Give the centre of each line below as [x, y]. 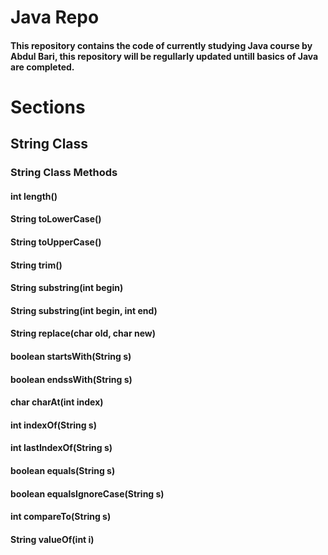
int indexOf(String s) [53, 425]
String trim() [36, 265]
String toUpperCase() [56, 242]
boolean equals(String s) [63, 470]
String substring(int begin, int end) [84, 310]
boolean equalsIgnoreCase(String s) [87, 493]
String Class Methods [64, 173]
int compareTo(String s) [61, 517]
